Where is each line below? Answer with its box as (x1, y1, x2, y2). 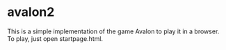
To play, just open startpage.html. (7, 34, 103, 42)
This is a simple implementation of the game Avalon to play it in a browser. (7, 27, 220, 35)
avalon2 (7, 4, 55, 20)
